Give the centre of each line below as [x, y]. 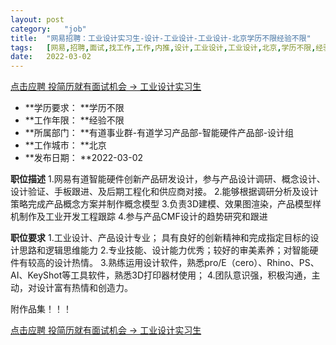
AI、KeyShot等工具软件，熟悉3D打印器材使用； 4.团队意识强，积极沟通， [161, 275]
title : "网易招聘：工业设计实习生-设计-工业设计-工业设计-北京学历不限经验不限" [161, 38]
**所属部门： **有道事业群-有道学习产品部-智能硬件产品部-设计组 [159, 133]
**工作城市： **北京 [65, 145]
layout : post [37, 19]
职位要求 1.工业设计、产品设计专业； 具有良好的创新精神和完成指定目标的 [160, 238]
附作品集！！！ [41, 309]
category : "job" [48, 29]
